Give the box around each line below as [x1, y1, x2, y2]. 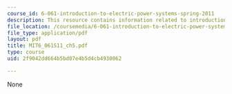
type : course [7, 49, 45, 56]
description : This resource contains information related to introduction [7, 17, 227, 23]
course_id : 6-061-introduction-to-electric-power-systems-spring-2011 [7, 10, 215, 17]
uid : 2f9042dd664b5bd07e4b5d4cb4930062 [7, 55, 122, 62]
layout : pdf [7, 36, 41, 43]
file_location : [7, 23, 51, 30]
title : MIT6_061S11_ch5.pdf [7, 42, 88, 49]
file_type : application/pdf [7, 29, 88, 37]
